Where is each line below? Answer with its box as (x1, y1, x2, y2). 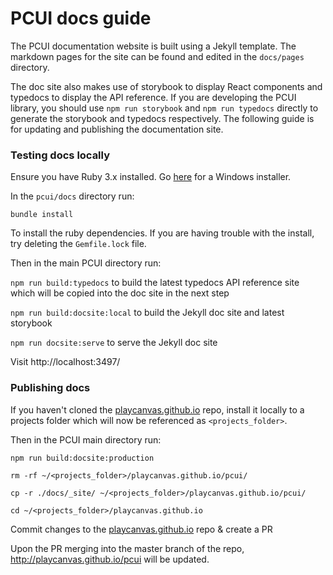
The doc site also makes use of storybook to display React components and (10, 80, 323, 92)
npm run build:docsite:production (10, 453, 155, 463)
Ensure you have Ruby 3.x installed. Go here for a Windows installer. (10, 171, 292, 183)
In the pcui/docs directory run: (10, 190, 135, 202)
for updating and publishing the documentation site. (10, 123, 224, 135)
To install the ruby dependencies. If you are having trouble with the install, (10, 227, 315, 239)
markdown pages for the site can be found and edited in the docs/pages (10, 50, 305, 62)
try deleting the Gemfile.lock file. (10, 238, 147, 250)
